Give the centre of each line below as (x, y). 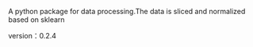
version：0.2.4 (33, 36)
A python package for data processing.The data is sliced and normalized (127, 11)
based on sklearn (36, 20)
